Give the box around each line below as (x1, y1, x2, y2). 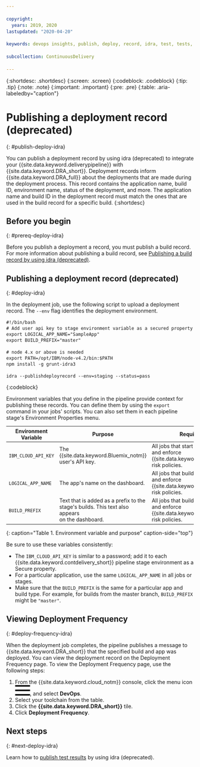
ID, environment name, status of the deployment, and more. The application (6, 186, 192, 193)
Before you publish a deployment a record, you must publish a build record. (6, 243, 191, 250)
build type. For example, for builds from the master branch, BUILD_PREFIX (14, 590, 193, 598)
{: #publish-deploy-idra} (6, 143, 65, 150)
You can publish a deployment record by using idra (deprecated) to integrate (6, 154, 194, 162)
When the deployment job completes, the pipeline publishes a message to (6, 641, 187, 648)
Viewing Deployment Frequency (6, 614, 128, 624)
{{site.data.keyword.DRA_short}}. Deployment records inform (6, 167, 157, 174)
